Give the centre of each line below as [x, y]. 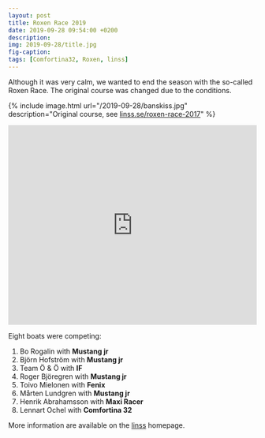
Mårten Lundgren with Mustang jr [75, 393]
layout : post [30, 15]
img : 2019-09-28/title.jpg [52, 45]
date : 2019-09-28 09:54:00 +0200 [63, 30]
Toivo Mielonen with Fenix [62, 384]
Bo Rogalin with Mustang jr [64, 351]
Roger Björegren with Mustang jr [73, 376]
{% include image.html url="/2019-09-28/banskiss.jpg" [98, 105]
